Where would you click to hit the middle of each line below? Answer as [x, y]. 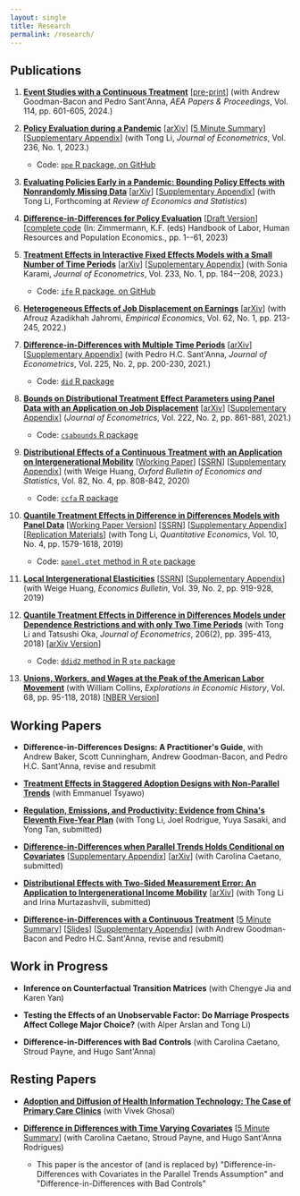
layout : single [38, 17]
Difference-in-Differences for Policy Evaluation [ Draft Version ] [140, 218]
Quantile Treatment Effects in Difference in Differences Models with [151, 516]
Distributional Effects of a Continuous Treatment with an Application [153, 452]
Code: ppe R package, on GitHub [96, 165]
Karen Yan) [44, 997]
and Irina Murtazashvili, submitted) [87, 902]
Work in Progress [59, 966]
